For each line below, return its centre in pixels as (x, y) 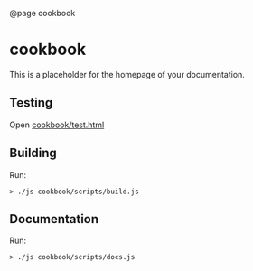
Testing (31, 103)
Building (33, 153)
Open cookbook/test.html (57, 125)
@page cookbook (42, 13)
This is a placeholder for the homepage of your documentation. (127, 74)
